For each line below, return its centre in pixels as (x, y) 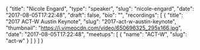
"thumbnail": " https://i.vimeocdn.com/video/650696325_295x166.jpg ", (94, 28)
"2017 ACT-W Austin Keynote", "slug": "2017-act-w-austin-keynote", (91, 21)
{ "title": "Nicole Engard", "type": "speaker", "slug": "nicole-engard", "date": (100, 9)
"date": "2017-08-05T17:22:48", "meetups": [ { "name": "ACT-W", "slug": (96, 34)
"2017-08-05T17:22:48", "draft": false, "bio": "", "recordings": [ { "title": (94, 15)
